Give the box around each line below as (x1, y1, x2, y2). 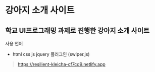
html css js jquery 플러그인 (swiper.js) (12, 51, 90, 57)
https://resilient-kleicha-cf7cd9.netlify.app (17, 61, 106, 67)
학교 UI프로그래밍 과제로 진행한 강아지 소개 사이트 (5, 26, 150, 35)
